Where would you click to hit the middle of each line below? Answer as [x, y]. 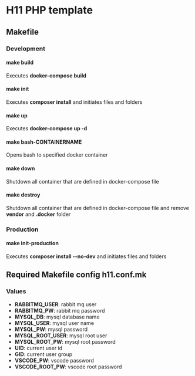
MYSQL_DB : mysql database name [57, 317]
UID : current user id [38, 348]
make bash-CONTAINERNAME [44, 142]
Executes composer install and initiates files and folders [74, 102]
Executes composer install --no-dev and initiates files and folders [86, 256]
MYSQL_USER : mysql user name [54, 323]
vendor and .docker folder [38, 214]
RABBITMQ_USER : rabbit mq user [56, 304]
